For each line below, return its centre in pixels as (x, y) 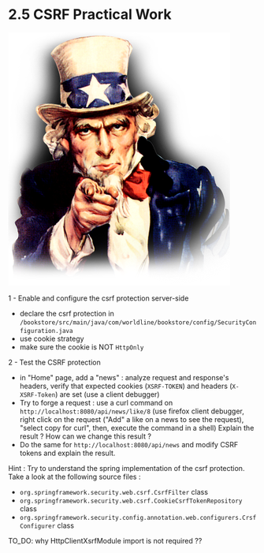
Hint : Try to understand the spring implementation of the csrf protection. (126, 468)
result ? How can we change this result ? (86, 436)
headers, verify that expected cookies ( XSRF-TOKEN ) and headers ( (126, 386)
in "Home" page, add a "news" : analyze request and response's (124, 377)
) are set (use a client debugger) (107, 394)
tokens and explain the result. (67, 453)
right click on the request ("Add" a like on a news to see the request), (132, 419)
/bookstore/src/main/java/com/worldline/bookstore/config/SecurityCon (138, 322)
